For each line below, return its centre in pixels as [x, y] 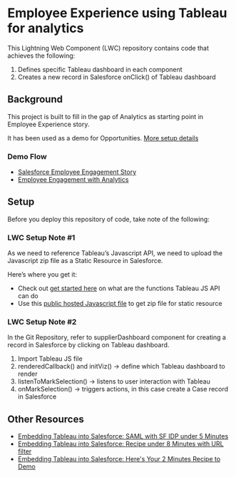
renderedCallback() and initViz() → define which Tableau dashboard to [122, 366]
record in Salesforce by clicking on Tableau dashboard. [88, 345]
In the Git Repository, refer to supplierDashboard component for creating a [117, 337]
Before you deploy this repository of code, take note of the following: [109, 219]
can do [28, 296]
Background [35, 99]
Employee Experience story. [48, 124]
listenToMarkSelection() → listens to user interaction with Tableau [114, 381]
